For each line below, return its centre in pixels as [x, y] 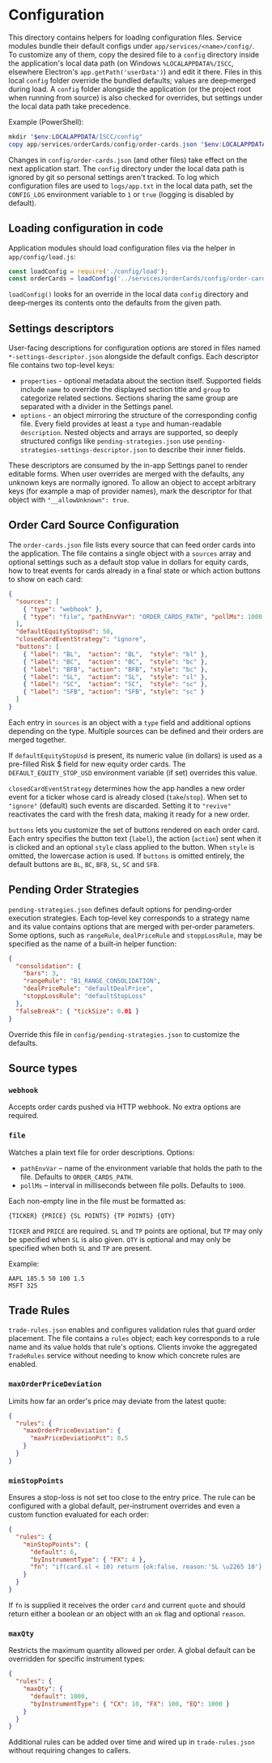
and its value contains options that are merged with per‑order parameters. [132, 926]
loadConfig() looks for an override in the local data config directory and [128, 294]
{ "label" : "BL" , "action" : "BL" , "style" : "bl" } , [115, 654]
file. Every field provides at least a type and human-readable [121, 424]
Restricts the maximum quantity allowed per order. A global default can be [132, 1650]
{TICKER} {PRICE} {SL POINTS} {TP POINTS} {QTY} [92, 1216]
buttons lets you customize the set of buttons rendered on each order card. [134, 830]
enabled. [23, 1364]
